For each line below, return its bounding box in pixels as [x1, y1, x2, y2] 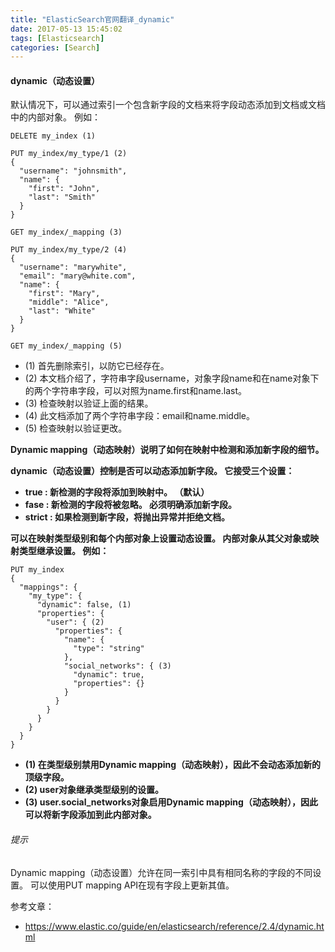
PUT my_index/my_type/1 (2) [10, 149, 128, 159]
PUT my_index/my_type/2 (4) [10, 245, 128, 255]
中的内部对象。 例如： [10, 111, 101, 123]
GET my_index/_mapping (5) [10, 341, 123, 351]
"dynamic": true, [73, 670, 145, 680]
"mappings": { [19, 582, 78, 593]
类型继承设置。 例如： [18, 545, 110, 557]
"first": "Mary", [28, 289, 101, 299]
